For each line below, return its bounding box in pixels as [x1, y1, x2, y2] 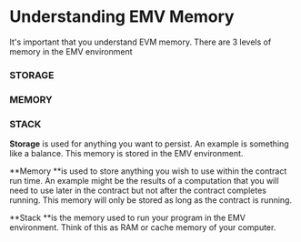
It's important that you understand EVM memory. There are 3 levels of [9, 36, 272, 47]
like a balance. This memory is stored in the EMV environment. [9, 148, 244, 159]
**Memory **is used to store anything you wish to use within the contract [9, 166, 287, 176]
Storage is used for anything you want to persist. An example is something [9, 138, 289, 149]
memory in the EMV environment [9, 45, 134, 56]
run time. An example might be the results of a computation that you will [9, 176, 279, 187]
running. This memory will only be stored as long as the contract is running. [9, 195, 293, 206]
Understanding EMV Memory [9, 6, 235, 27]
